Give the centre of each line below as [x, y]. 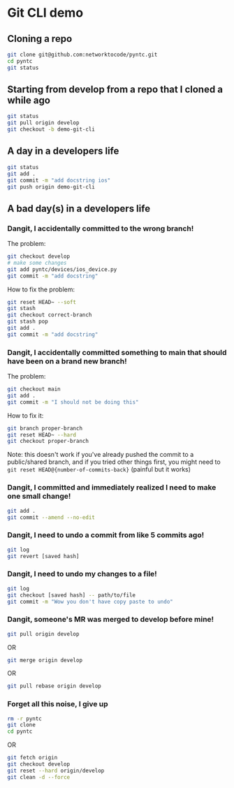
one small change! [39, 496]
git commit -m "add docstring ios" [59, 180]
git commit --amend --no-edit [51, 517]
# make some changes [37, 263]
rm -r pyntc [24, 718]
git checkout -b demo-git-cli [51, 130]
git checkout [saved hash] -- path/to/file [72, 595]
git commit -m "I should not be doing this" [73, 402]
